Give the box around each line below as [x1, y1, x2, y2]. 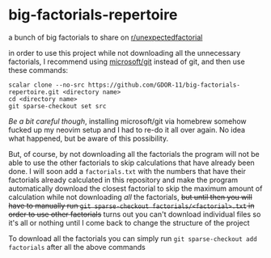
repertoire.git [8, 87, 60, 96]
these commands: [8, 65, 69, 74]
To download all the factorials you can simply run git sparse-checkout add [8, 233, 257, 243]
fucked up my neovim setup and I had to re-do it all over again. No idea [8, 125, 245, 134]
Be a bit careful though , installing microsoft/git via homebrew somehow [8, 116, 247, 126]
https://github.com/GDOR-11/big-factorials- [87, 81, 241, 89]
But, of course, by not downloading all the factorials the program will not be [8, 149, 260, 159]
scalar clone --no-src [8, 81, 85, 89]
